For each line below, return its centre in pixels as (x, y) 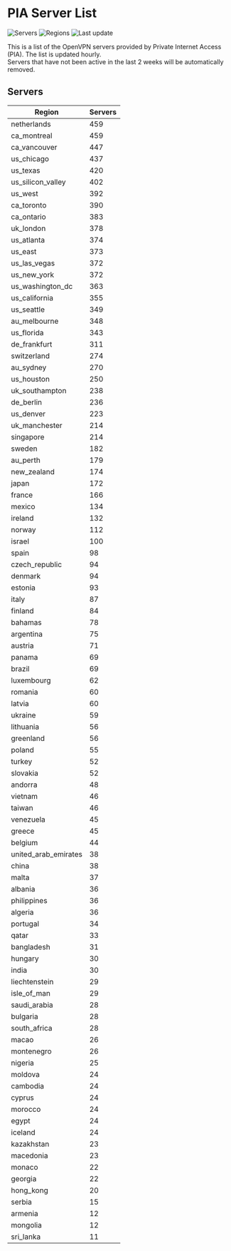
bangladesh (31, 946)
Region (47, 112)
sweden (24, 449)
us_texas (26, 170)
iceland (23, 1132)
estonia (23, 588)
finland (22, 611)
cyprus (22, 1098)
